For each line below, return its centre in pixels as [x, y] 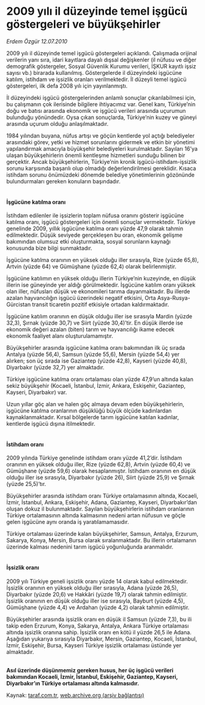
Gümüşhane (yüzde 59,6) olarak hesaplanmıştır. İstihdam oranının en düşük [101, 471]
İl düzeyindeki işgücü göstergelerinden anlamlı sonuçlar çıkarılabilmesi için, [101, 98]
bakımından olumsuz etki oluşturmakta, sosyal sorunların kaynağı [89, 242]
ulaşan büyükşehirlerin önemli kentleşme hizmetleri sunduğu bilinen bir [96, 155]
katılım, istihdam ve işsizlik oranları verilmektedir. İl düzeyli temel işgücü [96, 79]
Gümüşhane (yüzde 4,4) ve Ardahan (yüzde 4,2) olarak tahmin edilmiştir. [98, 607]
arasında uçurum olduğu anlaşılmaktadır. [58, 123]
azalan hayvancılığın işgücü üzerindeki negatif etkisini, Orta [81, 298]
